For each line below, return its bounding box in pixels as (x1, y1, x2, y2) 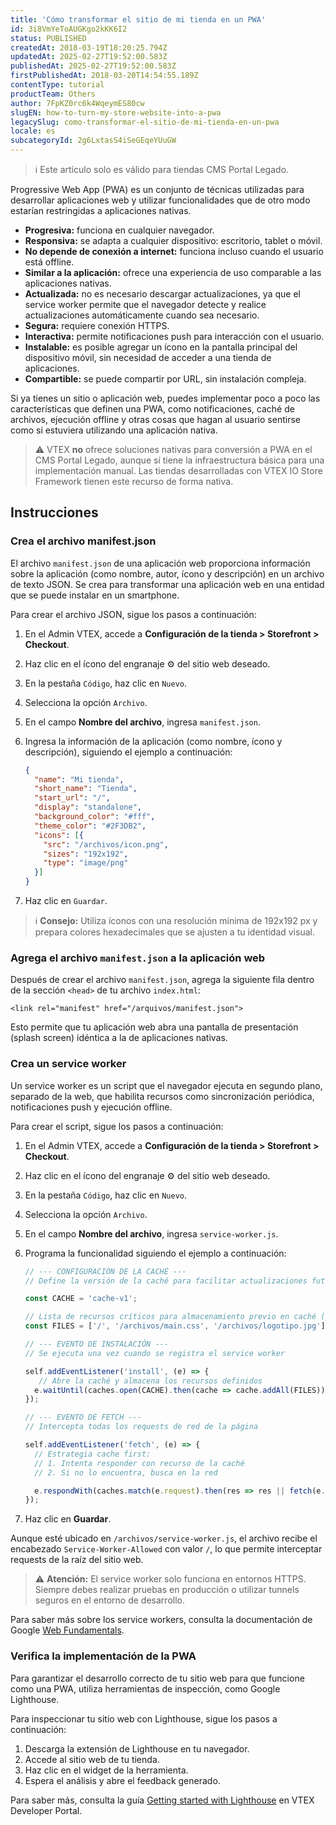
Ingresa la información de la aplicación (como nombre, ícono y (24, 735, 283, 747)
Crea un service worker (10, 1057, 127, 1071)
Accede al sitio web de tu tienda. (24, 1753, 160, 1765)
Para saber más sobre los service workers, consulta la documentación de (10, 1614, 313, 1626)
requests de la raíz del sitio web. (10, 1554, 144, 1566)
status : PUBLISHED (10, 33, 87, 43)
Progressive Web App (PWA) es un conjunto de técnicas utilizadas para (10, 184, 305, 195)
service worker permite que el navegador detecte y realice (24, 299, 267, 310)
